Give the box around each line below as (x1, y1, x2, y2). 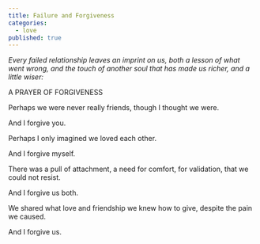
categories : (8, 19, 47, 27)
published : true (8, 33, 62, 42)
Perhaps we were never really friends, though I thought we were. (8, 103, 220, 112)
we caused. (8, 212, 46, 222)
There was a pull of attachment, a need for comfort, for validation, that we (8, 164, 249, 174)
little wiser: (8, 72, 43, 82)
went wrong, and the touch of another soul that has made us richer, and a (8, 64, 251, 74)
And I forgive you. (8, 118, 66, 128)
